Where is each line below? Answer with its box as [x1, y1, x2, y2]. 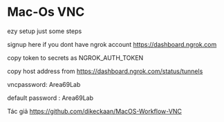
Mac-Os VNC [7, 4, 85, 20]
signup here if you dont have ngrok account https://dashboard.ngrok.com [7, 40, 217, 48]
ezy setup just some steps [7, 27, 82, 35]
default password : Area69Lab [7, 94, 93, 102]
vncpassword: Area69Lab [7, 80, 81, 88]
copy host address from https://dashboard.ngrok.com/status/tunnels [7, 67, 203, 75]
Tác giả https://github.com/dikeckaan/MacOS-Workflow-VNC [7, 107, 182, 115]
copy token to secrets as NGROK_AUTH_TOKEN [7, 53, 144, 62]
